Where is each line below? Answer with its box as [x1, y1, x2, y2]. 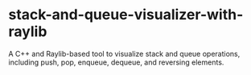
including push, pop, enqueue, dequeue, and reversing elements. [8, 57, 224, 67]
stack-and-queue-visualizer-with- [8, 6, 244, 24]
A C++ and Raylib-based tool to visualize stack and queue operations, [8, 49, 241, 58]
